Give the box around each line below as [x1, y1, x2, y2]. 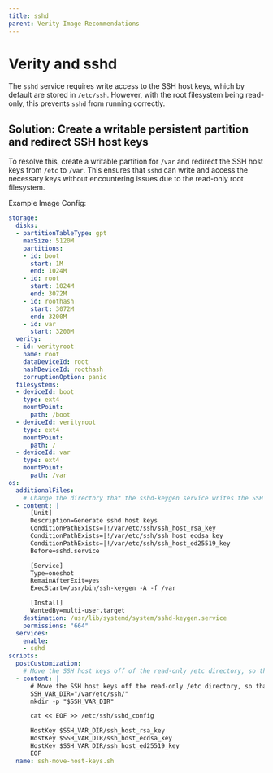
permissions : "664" [23, 622, 89, 630]
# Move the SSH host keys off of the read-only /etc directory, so [23, 667, 256, 675]
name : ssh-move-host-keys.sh [15, 757, 115, 765]
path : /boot [29, 411, 71, 419]
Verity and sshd [8, 55, 118, 73]
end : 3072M [29, 290, 67, 298]
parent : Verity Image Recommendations [8, 20, 140, 28]
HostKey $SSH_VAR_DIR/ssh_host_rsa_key [29, 727, 165, 735]
